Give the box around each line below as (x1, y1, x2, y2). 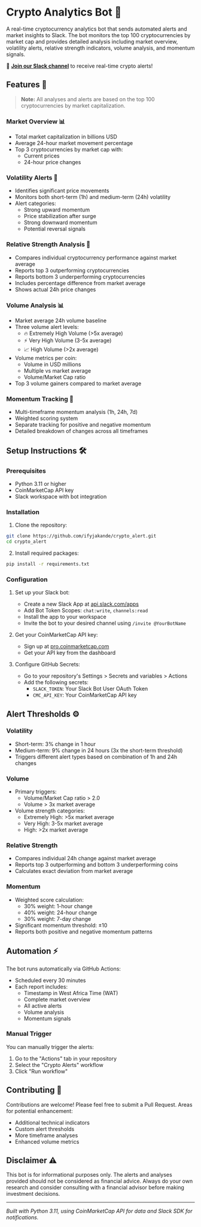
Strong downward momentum (23, 219, 98, 226)
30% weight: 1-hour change (23, 902, 93, 909)
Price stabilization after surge (23, 213, 97, 220)
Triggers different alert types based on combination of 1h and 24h (14, 753, 178, 760)
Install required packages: (14, 549, 79, 557)
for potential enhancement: (6, 1107, 73, 1114)
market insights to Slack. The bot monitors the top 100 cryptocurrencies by (6, 31, 191, 38)
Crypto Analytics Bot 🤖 (6, 5, 122, 19)
